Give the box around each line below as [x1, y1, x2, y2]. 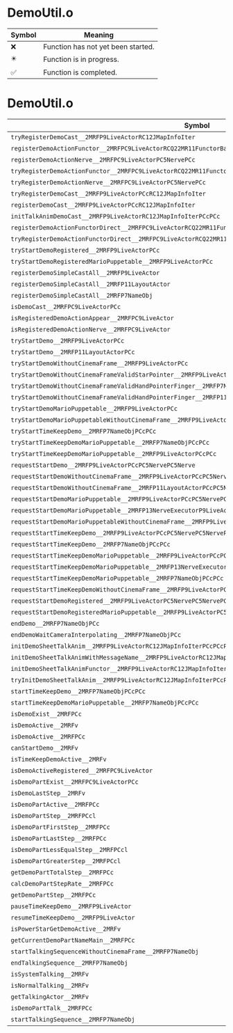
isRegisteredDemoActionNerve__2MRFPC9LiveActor [10, 325, 171, 333]
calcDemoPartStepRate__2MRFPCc [10, 879, 114, 888]
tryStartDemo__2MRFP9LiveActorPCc [10, 336, 125, 345]
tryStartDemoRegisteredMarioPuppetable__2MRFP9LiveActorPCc [10, 258, 214, 265]
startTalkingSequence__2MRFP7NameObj [10, 1015, 135, 1023]
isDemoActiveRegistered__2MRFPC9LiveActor [10, 766, 153, 774]
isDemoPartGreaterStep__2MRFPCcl [10, 857, 121, 865]
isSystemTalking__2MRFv [10, 970, 89, 978]
